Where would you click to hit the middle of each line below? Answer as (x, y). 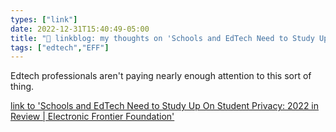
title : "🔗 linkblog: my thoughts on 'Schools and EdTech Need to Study (162, 38)
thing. (22, 87)
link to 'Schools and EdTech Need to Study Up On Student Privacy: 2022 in (165, 106)
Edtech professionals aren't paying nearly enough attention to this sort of (161, 76)
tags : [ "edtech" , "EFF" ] (60, 47)
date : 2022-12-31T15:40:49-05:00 (80, 29)
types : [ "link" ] (44, 19)
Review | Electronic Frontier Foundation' (92, 117)
